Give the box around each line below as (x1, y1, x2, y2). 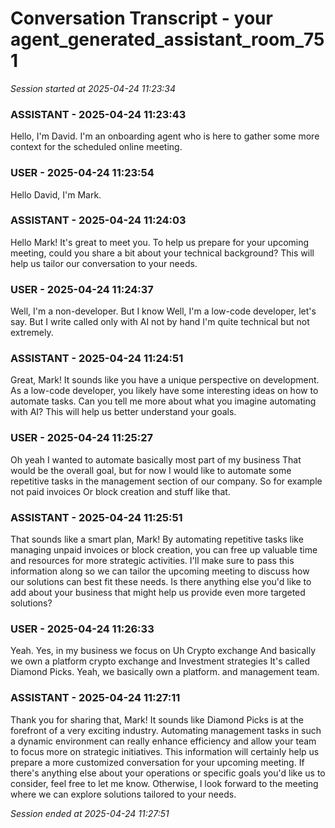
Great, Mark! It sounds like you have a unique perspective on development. (10, 374, 320, 386)
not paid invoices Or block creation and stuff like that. (10, 485, 231, 497)
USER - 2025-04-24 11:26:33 (10, 622, 155, 636)
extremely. (10, 327, 54, 339)
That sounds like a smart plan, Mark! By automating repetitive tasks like (10, 533, 304, 546)
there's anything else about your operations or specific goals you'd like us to (10, 767, 326, 779)
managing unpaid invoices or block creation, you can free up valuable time (10, 544, 318, 556)
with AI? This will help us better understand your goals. (10, 406, 237, 418)
